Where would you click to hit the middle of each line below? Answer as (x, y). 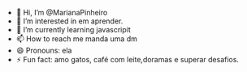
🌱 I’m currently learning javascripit (74, 30)
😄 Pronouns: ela (44, 50)
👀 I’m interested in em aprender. (69, 21)
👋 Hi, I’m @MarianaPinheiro (62, 13)
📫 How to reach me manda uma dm (77, 39)
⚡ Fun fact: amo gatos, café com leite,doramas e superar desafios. (128, 59)
